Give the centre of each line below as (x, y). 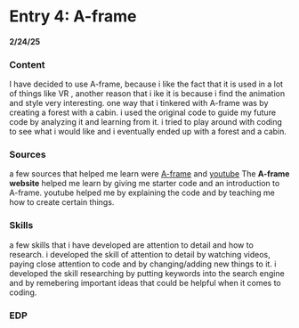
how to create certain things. (62, 202)
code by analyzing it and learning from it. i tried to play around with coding (145, 122)
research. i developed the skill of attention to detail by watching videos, (140, 254)
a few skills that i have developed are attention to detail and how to (131, 245)
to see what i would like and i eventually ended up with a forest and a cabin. (148, 132)
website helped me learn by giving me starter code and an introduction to (145, 184)
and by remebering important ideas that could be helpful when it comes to (145, 283)
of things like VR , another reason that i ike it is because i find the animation (147, 94)
